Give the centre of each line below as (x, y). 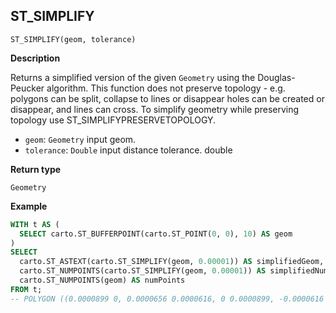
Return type (36, 169)
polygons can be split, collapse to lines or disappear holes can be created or (167, 98)
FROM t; (26, 289)
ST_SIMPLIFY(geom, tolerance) (73, 39)
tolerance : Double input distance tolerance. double (128, 150)
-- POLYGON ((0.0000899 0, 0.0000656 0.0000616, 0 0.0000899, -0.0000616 (167, 299)
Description (35, 58)
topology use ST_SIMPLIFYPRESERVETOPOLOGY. (113, 120)
